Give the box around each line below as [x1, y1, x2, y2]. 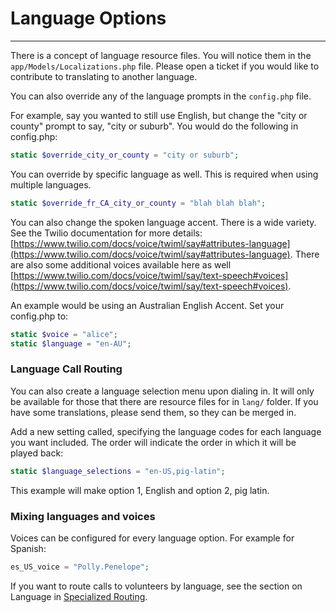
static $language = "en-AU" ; [10, 338, 132, 349]
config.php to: [10, 310, 69, 322]
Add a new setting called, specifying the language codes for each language [10, 425, 322, 437]
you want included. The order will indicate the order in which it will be [10, 436, 297, 448]
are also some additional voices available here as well [10, 258, 232, 271]
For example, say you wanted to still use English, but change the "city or [10, 109, 308, 121]
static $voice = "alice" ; [10, 329, 118, 339]
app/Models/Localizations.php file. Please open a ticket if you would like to [10, 60, 320, 72]
